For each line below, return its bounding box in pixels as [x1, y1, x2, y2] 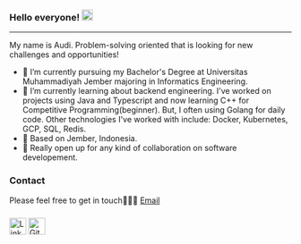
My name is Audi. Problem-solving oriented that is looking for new [9, 40, 254, 51]
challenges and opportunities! [9, 49, 119, 60]
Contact [9, 174, 46, 187]
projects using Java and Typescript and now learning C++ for [21, 95, 249, 106]
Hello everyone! [9, 11, 81, 23]
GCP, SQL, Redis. [21, 123, 87, 134]
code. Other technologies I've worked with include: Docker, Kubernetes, [21, 114, 288, 125]
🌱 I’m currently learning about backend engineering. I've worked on [21, 86, 271, 97]
